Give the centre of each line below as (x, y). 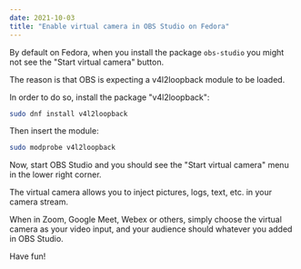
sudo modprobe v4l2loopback (63, 148)
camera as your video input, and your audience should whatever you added (151, 229)
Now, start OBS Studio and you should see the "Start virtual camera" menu (149, 165)
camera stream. (39, 202)
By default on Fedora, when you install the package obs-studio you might (147, 52)
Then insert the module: (54, 131)
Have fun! (28, 256)
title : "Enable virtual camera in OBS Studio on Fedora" (120, 26)
